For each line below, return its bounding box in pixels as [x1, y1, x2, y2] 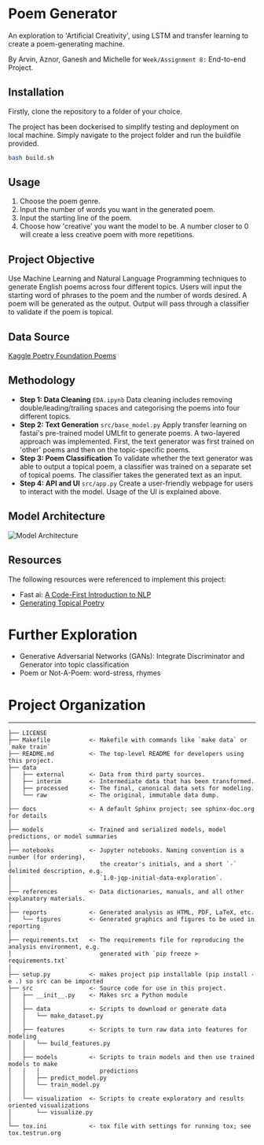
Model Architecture [8, 510, 106, 523]
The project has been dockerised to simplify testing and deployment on [8, 121, 240, 131]
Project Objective [8, 253, 95, 266]
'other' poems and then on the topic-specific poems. [19, 444, 191, 454]
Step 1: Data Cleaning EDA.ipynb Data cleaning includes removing [19, 395, 233, 404]
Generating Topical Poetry [19, 598, 104, 608]
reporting [8, 923, 41, 931]
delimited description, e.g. [8, 868, 104, 875]
